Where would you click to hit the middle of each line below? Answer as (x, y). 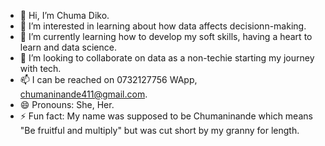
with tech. (40, 68)
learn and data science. (68, 47)
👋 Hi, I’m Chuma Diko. (64, 15)
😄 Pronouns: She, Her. (67, 104)
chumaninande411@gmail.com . (83, 94)
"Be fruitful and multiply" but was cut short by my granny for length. (159, 130)
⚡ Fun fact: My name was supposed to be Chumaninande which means (166, 116)
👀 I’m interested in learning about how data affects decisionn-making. (163, 26)
